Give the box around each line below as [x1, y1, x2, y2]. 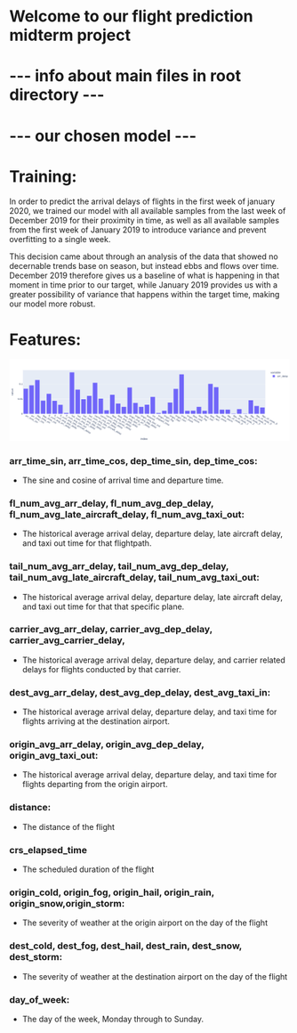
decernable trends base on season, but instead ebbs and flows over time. [9, 260, 279, 271]
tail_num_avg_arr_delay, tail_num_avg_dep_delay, [9, 560, 229, 573]
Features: [9, 329, 82, 349]
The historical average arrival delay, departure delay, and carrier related [21, 655, 286, 665]
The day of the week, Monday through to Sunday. [21, 1013, 205, 1024]
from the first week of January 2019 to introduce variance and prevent [9, 224, 267, 235]
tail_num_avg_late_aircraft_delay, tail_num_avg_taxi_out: [9, 572, 260, 584]
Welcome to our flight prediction [9, 6, 253, 27]
